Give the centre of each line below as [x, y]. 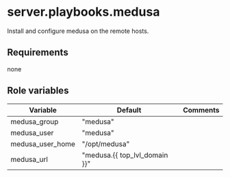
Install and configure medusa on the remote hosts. [78, 31]
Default [129, 110]
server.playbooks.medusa [84, 12]
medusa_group [35, 121]
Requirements [38, 52]
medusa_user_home [43, 143]
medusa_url [29, 159]
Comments [201, 110]
